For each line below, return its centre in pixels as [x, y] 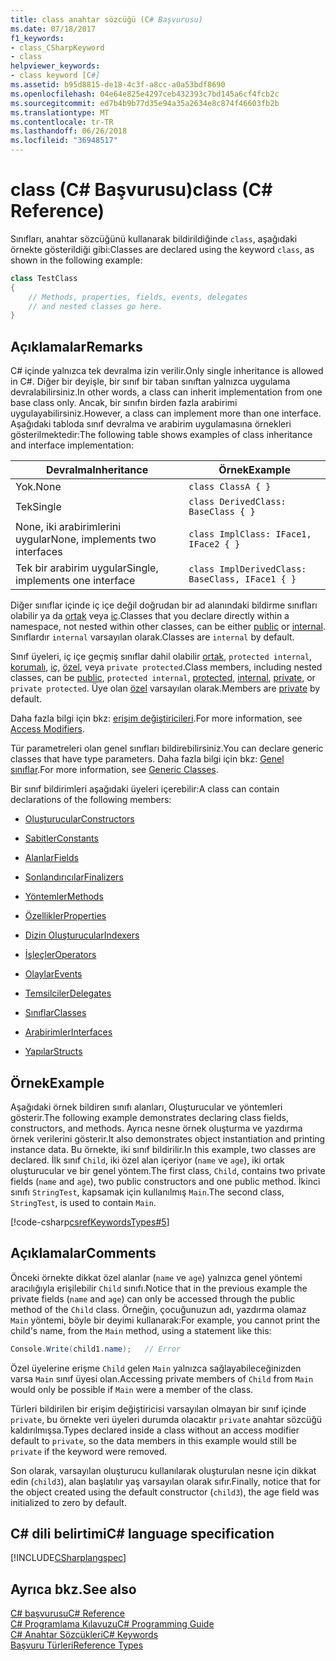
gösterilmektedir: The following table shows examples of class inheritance [161, 435]
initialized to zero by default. [68, 1502]
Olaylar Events [53, 974]
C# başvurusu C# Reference [67, 1613]
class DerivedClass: [237, 502]
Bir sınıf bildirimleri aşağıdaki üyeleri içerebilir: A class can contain [145, 789]
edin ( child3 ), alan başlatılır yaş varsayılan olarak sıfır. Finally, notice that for [166, 1481]
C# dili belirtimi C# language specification [142, 1534]
